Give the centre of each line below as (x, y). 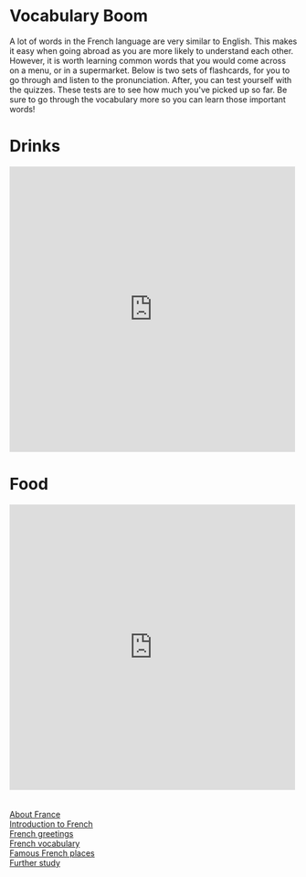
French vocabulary (45, 843)
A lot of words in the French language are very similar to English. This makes (153, 41)
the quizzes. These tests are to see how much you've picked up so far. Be (148, 90)
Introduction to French (51, 824)
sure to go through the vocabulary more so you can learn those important (148, 99)
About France (35, 814)
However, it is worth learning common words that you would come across (148, 60)
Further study (35, 862)
